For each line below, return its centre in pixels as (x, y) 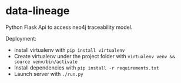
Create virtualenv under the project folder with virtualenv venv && (95, 56)
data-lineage (38, 11)
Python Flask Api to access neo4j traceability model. (69, 27)
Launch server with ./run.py (48, 74)
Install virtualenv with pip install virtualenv (69, 50)
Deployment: (21, 38)
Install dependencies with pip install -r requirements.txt (86, 67)
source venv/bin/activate (46, 62)
